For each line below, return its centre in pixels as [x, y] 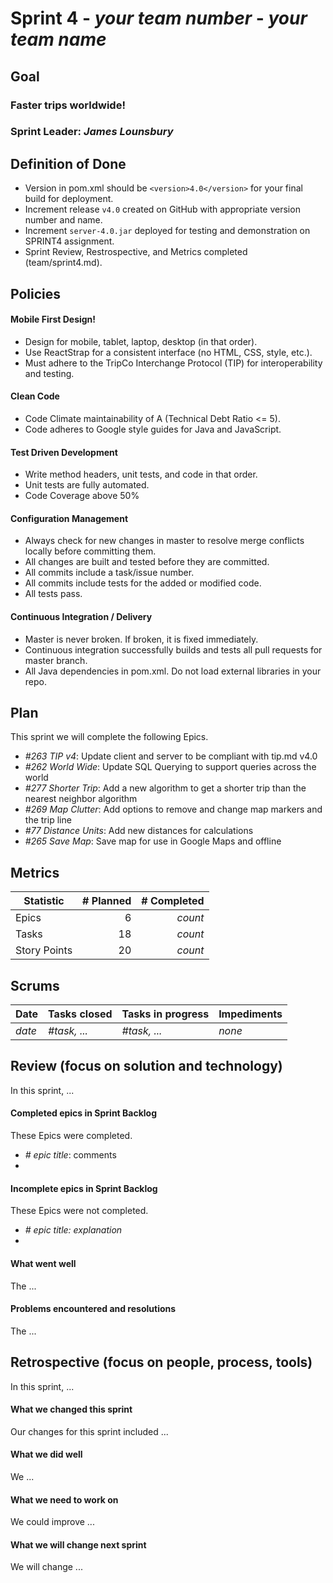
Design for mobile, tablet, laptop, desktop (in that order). [141, 341]
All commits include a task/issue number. [109, 573]
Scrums [35, 985]
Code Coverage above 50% [82, 496]
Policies [36, 293]
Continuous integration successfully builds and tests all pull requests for [173, 649]
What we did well [46, 1454]
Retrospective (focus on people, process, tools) [161, 1362]
